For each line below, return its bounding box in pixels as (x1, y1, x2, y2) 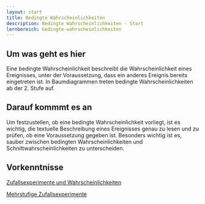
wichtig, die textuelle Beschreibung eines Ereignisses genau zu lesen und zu (6, 125, 199, 132)
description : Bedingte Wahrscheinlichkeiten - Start (6, 20, 144, 26)
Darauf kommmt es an (6, 102, 92, 113)
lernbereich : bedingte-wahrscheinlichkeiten (6, 26, 122, 32)
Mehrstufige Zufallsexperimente (6, 191, 88, 198)
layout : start (6, 9, 43, 15)
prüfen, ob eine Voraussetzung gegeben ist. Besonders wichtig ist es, (6, 131, 182, 138)
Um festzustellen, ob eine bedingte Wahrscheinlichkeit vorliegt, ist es (6, 118, 181, 126)
